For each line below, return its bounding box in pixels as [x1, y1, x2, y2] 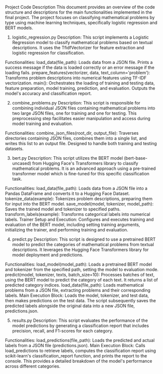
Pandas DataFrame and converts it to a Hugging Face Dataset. [5, 190, 130, 196]
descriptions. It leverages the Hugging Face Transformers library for [12, 247, 149, 252]
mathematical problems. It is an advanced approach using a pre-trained [12, 166, 156, 171]
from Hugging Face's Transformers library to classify [32, 161, 139, 166]
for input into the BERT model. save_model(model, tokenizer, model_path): [5, 201, 154, 207]
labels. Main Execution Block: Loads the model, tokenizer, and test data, [5, 292, 149, 298]
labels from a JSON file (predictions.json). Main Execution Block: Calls [5, 343, 145, 348]
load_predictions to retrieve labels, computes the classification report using [5, 348, 156, 353]
